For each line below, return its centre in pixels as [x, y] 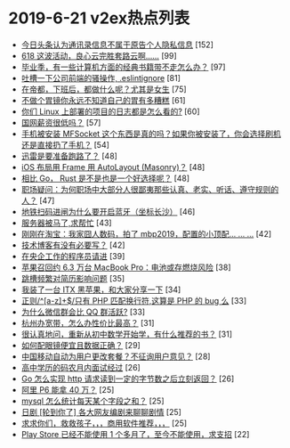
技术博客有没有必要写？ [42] [73, 245]
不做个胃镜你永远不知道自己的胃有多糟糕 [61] [103, 100]
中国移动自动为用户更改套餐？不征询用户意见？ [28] [116, 356]
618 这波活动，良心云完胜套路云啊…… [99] [99, 55]
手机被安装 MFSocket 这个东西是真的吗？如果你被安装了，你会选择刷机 [151, 134]
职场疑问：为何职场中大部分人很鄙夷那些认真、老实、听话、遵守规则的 [150, 189]
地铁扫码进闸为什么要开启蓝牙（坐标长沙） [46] [108, 211]
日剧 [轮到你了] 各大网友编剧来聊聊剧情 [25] [101, 411]
